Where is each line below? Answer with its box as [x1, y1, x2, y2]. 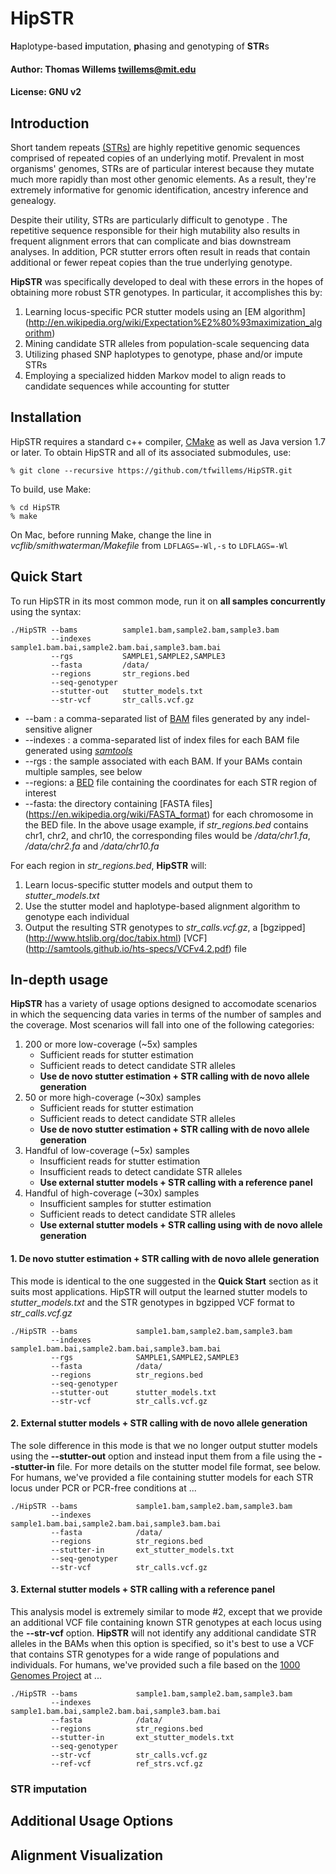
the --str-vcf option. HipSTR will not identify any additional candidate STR [10, 1627, 317, 1639]
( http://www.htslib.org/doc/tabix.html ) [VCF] [24, 932, 208, 944]
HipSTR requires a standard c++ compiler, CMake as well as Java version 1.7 [10, 435, 326, 447]
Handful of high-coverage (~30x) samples [24, 1187, 200, 1199]
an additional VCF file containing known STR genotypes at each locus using [10, 1616, 322, 1628]
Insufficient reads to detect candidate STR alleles [39, 1166, 243, 1178]
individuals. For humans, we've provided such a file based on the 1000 [10, 1658, 301, 1671]
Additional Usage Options [10, 1813, 174, 1830]
